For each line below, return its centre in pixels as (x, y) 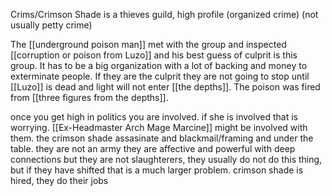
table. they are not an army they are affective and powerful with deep (153, 148)
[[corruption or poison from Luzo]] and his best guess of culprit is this (154, 55)
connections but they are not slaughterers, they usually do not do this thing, (166, 159)
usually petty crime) (51, 25)
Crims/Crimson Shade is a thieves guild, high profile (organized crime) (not (164, 14)
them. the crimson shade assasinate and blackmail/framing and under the (162, 138)
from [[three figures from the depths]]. (89, 97)
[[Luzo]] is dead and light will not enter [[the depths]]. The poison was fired (165, 87)
